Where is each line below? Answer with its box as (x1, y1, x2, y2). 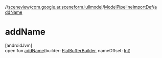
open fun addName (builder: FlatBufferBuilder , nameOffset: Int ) (5, 47, 131, 53)
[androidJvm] (5, 42, 33, 48)
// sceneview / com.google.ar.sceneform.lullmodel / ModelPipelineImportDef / (5, 4, 155, 10)
